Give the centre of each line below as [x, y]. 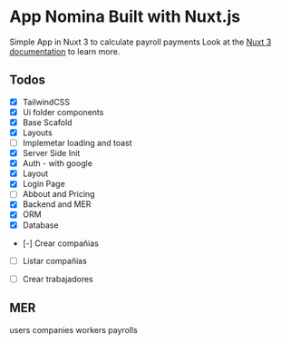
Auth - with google [58, 163]
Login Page [44, 184]
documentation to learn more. [65, 51]
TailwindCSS [46, 102]
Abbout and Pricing [58, 194]
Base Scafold [47, 122]
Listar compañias [55, 260]
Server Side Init [51, 153]
